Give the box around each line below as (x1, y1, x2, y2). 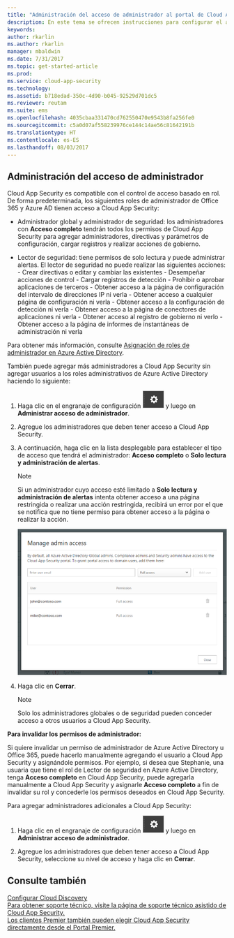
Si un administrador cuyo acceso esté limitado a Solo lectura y (17, 485, 198, 494)
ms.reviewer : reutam (7, 100, 68, 107)
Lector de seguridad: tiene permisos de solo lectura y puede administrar (17, 254, 225, 262)
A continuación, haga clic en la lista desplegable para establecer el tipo (17, 444, 222, 452)
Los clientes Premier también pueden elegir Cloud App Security (7, 916, 190, 924)
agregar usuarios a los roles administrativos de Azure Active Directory (7, 369, 208, 378)
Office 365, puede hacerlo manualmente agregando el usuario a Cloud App (7, 751, 223, 759)
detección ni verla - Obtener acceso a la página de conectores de (17, 305, 207, 314)
